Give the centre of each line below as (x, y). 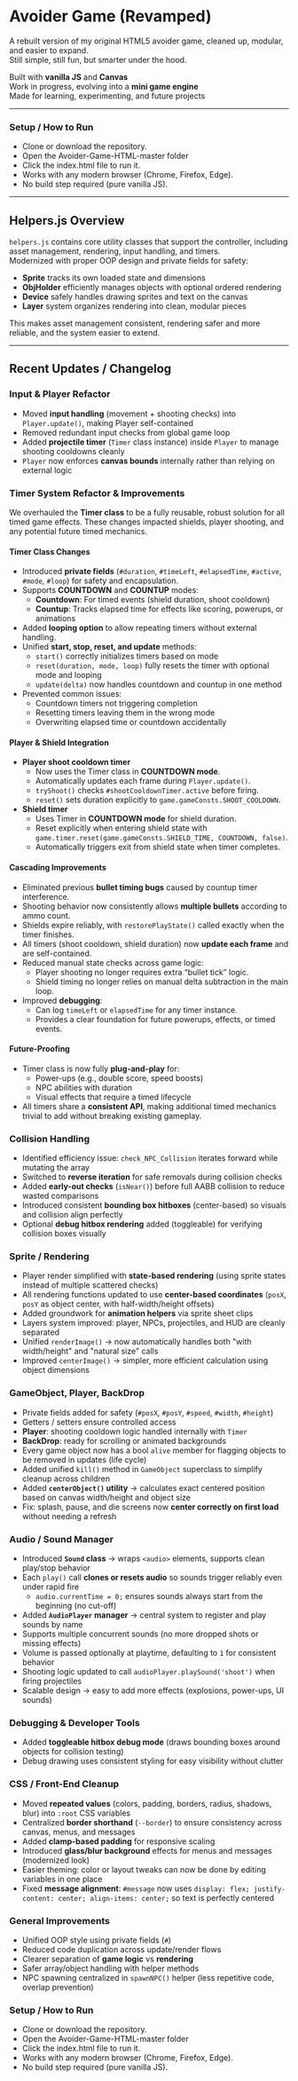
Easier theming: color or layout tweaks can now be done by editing (144, 1869)
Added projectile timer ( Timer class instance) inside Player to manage (150, 442)
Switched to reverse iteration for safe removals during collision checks (152, 1177)
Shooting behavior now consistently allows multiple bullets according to (154, 906)
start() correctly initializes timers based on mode (127, 656)
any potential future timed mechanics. (78, 532)
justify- (269, 1889)
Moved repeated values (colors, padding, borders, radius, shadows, (147, 1803)
